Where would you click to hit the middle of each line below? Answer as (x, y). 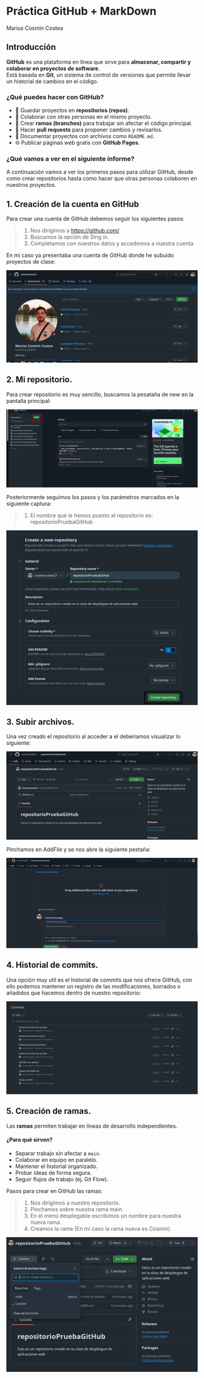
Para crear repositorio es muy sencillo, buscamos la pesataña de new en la (100, 394)
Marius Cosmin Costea (35, 28)
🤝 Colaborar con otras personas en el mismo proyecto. (83, 117)
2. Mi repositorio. (39, 379)
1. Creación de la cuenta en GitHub (73, 204)
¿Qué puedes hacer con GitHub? (55, 97)
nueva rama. (46, 1222)
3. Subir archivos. (40, 722)
